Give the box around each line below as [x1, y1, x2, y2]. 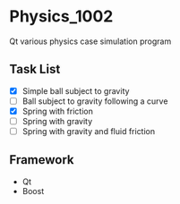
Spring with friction [21, 106, 94, 116]
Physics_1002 [9, 6, 114, 27]
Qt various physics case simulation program [9, 36, 172, 47]
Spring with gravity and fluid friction [21, 126, 156, 136]
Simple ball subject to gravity [21, 85, 130, 96]
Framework [9, 152, 74, 167]
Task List [9, 62, 61, 77]
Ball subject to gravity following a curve [21, 96, 168, 106]
